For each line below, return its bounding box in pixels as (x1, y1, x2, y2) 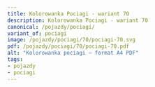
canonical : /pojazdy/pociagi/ (7, 23, 96, 30)
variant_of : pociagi (7, 29, 68, 37)
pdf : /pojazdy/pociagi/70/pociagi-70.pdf (7, 43, 130, 50)
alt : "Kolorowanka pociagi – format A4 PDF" (7, 50, 139, 57)
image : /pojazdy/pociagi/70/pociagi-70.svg (7, 36, 136, 43)
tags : (7, 56, 23, 63)
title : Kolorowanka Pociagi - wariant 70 (7, 10, 130, 18)
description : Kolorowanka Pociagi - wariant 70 (7, 17, 149, 24)
